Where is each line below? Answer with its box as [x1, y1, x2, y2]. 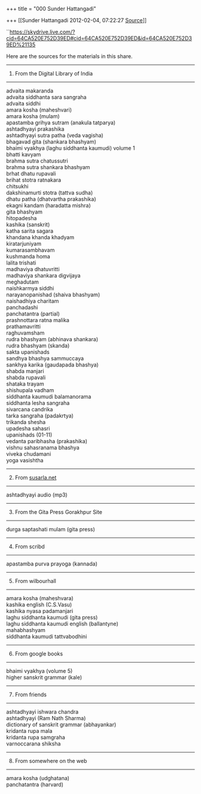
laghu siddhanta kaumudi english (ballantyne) [6, 620, 118, 627]
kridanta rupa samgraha [6, 734, 66, 741]
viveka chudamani [6, 450, 51, 458]
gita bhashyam [6, 208, 43, 215]
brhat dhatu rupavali [6, 170, 56, 177]
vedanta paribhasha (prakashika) [6, 438, 88, 444]
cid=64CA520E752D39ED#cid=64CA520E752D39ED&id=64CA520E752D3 [6, 35, 193, 41]
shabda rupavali [6, 374, 46, 381]
